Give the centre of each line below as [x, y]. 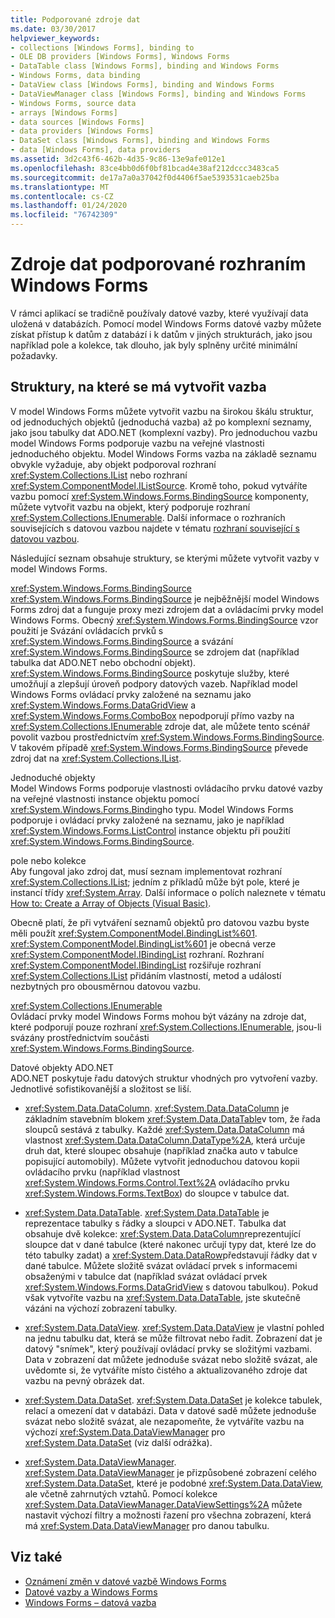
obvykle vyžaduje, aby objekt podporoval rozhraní [113, 464]
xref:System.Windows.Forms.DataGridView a [103, 705]
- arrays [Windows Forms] [64, 112]
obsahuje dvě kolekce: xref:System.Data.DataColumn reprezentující [162, 1233]
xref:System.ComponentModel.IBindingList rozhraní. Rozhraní [137, 954]
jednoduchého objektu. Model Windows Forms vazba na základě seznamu [163, 453]
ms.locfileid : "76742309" [64, 215]
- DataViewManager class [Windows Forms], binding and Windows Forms [158, 94]
